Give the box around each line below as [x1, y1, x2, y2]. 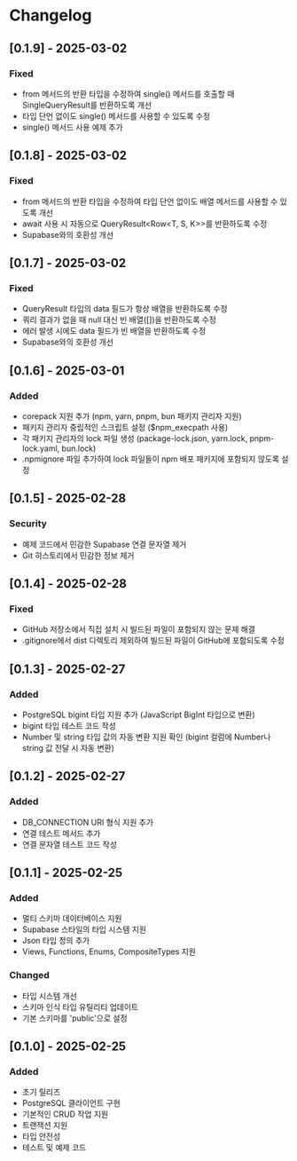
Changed [9, 969, 51, 982]
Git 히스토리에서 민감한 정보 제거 [21, 549, 135, 560]
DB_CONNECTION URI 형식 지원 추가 [21, 817, 153, 827]
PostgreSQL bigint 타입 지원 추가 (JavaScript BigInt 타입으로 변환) [21, 709, 255, 720]
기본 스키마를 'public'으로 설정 [21, 1013, 128, 1023]
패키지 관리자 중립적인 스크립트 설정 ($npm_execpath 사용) [21, 422, 229, 432]
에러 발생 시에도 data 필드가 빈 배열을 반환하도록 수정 [21, 326, 207, 336]
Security [9, 517, 47, 530]
